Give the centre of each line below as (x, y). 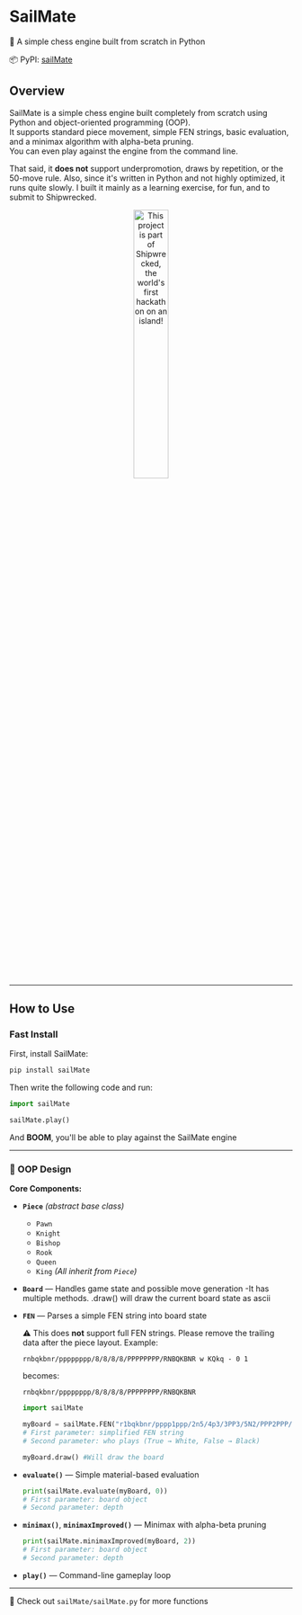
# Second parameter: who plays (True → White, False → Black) (141, 1441)
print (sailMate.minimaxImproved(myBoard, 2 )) (109, 1541)
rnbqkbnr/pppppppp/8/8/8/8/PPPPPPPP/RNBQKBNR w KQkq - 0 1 (135, 1360)
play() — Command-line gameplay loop (97, 1575)
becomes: (41, 1376)
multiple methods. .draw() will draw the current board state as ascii (147, 1298)
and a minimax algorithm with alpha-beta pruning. (102, 141)
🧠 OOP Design (40, 1169)
